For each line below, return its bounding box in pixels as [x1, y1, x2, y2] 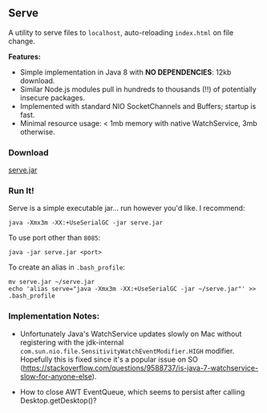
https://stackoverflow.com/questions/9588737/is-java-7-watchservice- [22, 362, 259, 372]
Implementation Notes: [8, 310, 100, 322]
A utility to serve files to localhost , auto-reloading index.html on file [8, 27, 234, 37]
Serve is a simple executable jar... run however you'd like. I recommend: [8, 204, 245, 213]
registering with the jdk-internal [19, 337, 124, 347]
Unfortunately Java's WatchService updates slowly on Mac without [19, 329, 242, 338]
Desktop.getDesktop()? [19, 395, 98, 405]
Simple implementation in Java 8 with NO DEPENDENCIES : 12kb [19, 67, 232, 77]
